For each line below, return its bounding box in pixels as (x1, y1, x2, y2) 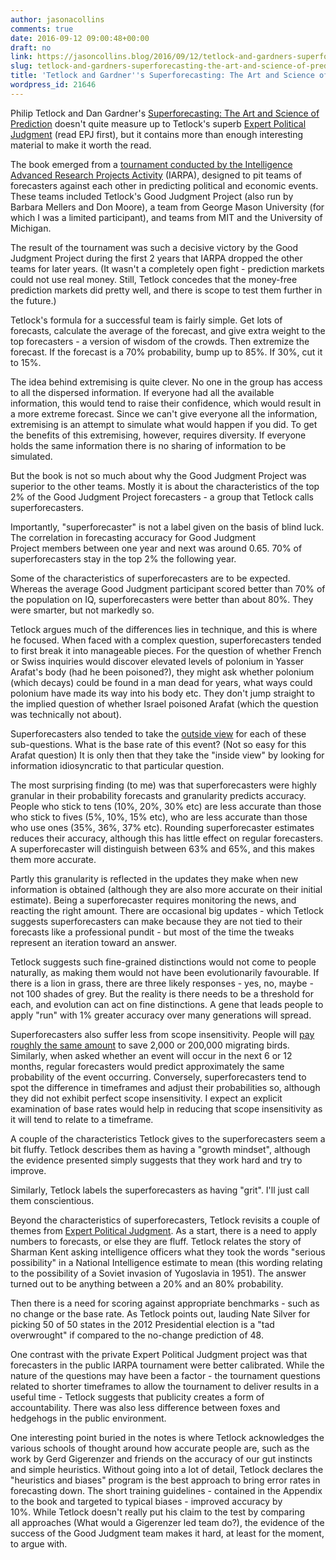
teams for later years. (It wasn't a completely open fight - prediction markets (10, 262, 325, 275)
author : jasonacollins (10, 14, 105, 25)
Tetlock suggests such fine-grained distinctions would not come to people (10, 956, 317, 968)
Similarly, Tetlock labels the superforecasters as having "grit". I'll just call (10, 1184, 310, 1196)
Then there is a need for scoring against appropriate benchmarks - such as (10, 1297, 320, 1309)
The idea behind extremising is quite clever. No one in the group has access (10, 376, 323, 388)
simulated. (10, 450, 53, 462)
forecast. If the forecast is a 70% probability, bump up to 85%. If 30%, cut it (10, 346, 323, 358)
